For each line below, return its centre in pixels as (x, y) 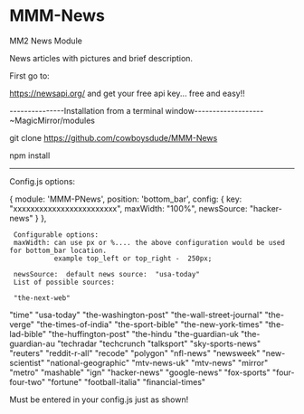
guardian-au (33, 343)
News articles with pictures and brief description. (101, 58)
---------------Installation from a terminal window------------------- (137, 110)
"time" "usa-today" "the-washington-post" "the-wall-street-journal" (136, 315)
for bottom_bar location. (58, 250)
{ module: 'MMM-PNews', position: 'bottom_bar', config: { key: (126, 199)
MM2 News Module (46, 41)
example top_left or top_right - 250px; (133, 259)
